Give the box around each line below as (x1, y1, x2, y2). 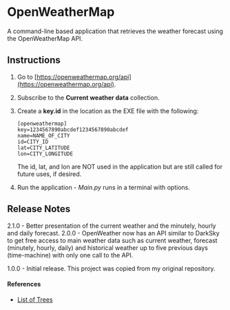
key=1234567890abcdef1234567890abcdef (17, 126, 129, 133)
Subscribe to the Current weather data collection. (17, 93, 160, 101)
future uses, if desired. (17, 170, 82, 178)
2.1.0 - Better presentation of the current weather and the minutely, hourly (7, 222, 216, 230)
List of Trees (17, 295, 53, 304)
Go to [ (17, 72, 37, 81)
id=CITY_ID (17, 138, 49, 145)
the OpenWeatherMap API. (7, 34, 83, 42)
